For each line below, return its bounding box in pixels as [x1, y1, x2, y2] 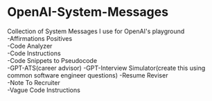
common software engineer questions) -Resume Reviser [7, 71, 168, 80]
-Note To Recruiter [7, 78, 60, 86]
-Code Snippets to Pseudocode [7, 56, 98, 64]
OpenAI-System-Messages [7, 4, 168, 20]
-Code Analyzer [7, 42, 53, 50]
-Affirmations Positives [7, 34, 73, 42]
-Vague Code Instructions [7, 86, 81, 94]
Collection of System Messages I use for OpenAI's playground [7, 27, 185, 35]
